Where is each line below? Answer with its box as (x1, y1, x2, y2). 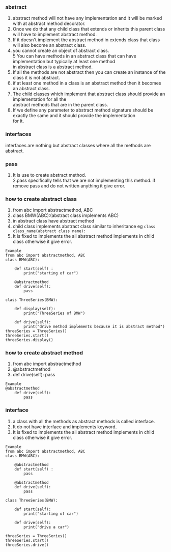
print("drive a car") (23, 525, 70, 530)
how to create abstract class (5, 195, 77, 202)
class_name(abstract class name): (12, 229, 86, 234)
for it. (12, 118, 24, 124)
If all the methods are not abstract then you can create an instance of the (12, 69, 166, 75)
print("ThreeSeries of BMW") (23, 311, 85, 316)
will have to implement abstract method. (12, 32, 97, 38)
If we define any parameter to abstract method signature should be (12, 107, 154, 113)
